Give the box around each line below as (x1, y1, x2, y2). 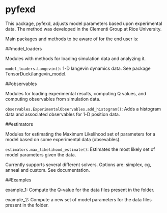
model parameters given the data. (5, 151, 76, 157)
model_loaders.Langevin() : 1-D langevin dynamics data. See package (5, 65, 151, 71)
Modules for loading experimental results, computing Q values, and (5, 90, 146, 96)
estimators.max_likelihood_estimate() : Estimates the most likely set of (5, 146, 155, 152)
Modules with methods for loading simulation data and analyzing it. (5, 55, 146, 62)
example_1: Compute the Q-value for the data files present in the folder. (5, 187, 155, 193)
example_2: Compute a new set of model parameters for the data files (5, 196, 152, 202)
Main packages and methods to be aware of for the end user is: (5, 36, 138, 42)
